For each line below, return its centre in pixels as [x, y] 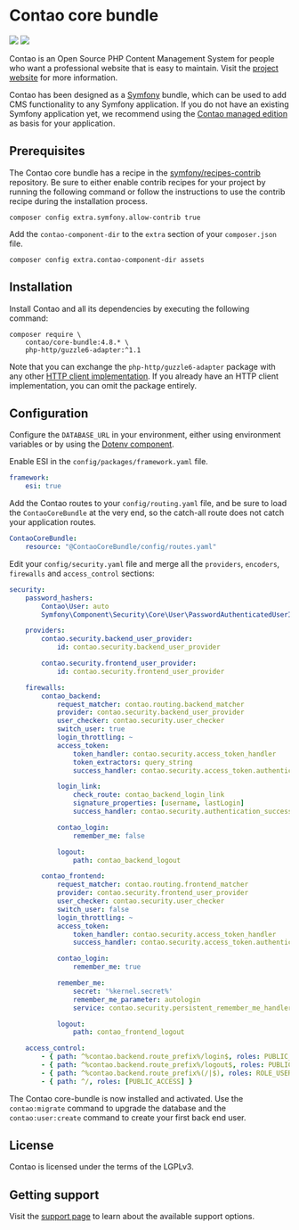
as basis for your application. [62, 123]
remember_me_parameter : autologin [137, 999]
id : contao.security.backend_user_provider [138, 647]
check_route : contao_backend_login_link [149, 795]
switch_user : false [93, 909]
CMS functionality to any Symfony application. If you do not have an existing [149, 104]
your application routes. [53, 522]
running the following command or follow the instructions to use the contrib [147, 192]
